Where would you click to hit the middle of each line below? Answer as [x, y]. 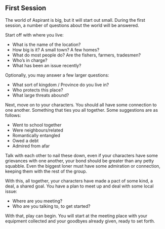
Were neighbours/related [38, 130]
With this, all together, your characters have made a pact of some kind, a [79, 181]
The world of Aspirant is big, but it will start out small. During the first [75, 20]
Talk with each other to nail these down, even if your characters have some [82, 155]
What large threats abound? [41, 95]
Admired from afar [31, 146]
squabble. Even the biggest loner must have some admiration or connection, [83, 166]
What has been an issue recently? [47, 65]
